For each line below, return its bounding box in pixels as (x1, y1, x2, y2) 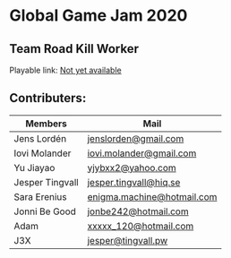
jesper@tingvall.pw (87, 234, 168, 246)
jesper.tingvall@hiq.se (87, 176, 181, 188)
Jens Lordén (13, 132, 67, 144)
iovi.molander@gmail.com (87, 147, 197, 159)
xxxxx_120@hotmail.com (87, 219, 194, 232)
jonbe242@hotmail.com (87, 205, 190, 218)
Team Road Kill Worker (9, 41, 140, 56)
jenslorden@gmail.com (87, 132, 184, 144)
